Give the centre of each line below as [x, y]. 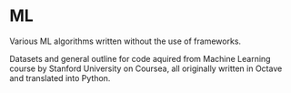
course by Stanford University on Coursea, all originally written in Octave [146, 68]
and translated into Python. [60, 77]
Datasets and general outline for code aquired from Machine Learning [140, 58]
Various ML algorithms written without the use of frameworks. [125, 41]
